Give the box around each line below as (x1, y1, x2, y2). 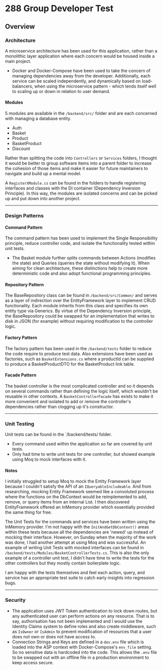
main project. (5, 58, 32, 64)
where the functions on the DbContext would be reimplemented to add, (5, 494, 147, 500)
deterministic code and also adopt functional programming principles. (12, 271, 152, 277)
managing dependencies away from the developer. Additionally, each (12, 73, 151, 78)
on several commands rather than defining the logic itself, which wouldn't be (5, 388, 158, 394)
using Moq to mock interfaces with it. (12, 456, 86, 463)
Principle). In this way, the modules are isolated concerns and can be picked (5, 190, 158, 196)
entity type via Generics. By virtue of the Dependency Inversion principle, (5, 308, 152, 314)
